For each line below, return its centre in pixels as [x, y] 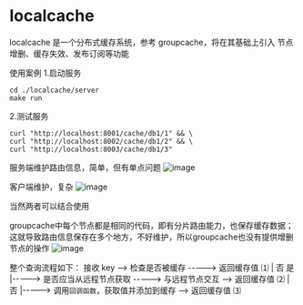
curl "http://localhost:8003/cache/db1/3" [91, 149]
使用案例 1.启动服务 [45, 73]
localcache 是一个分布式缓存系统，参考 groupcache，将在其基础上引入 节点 [151, 42]
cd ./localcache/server [55, 90]
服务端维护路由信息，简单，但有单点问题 [85, 167]
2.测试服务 [29, 116]
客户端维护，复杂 [41, 187]
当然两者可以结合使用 [49, 206]
